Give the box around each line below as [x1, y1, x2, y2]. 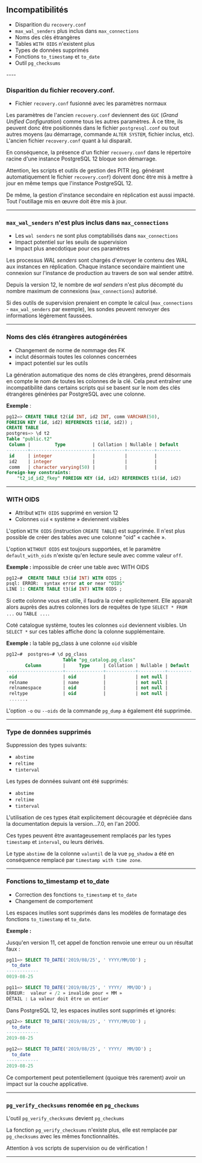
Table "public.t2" [6, 436, 52, 442]
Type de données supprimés [6, 727, 91, 736]
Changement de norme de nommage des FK [14, 346, 125, 353]
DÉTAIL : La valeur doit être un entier [6, 995, 109, 1002]
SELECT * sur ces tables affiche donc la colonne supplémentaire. [6, 628, 165, 635]
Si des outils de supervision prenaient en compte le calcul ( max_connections [6, 299, 194, 306]
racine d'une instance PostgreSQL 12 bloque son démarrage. [6, 155, 158, 162]
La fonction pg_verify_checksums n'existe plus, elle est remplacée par [6, 1126, 177, 1133]
